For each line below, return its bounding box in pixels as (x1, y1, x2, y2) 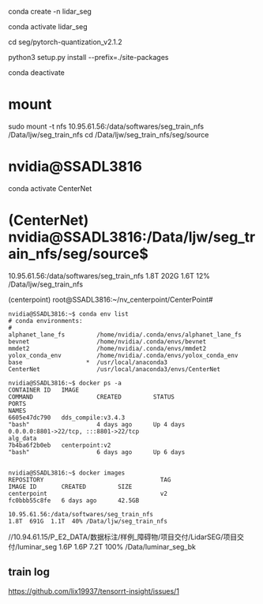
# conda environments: (8, 317, 83, 325)
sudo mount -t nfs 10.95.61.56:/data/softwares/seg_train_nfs (8, 122, 204, 131)
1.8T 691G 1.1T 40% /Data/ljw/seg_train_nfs (8, 517, 168, 525)
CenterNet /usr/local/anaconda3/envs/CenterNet (8, 365, 221, 373)
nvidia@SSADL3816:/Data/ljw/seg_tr (8, 228, 256, 246)
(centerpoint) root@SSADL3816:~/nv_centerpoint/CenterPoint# (8, 294, 213, 304)
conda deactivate (8, 68, 66, 77)
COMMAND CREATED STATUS (8, 392, 175, 401)
